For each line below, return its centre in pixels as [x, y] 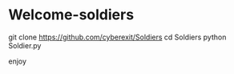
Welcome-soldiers [71, 15]
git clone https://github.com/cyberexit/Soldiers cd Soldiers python [117, 37]
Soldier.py [25, 45]
